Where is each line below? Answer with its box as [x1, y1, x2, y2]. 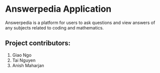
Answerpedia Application [5, 3, 112, 15]
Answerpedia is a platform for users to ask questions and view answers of [5, 20, 156, 25]
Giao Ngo [12, 52, 32, 58]
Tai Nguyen [12, 57, 36, 63]
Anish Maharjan [12, 62, 44, 68]
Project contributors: [5, 39, 71, 48]
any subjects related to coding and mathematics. [5, 24, 104, 30]
